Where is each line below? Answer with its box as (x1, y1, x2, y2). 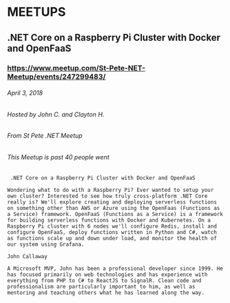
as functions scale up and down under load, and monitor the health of (7, 235, 217, 242)
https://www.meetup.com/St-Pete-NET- (7, 63, 146, 72)
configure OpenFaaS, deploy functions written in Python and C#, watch (7, 228, 217, 235)
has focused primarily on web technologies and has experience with (7, 271, 208, 278)
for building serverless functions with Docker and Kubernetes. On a (7, 217, 211, 224)
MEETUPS (7, 4, 66, 20)
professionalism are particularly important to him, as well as (7, 283, 196, 290)
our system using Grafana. (7, 241, 85, 248)
